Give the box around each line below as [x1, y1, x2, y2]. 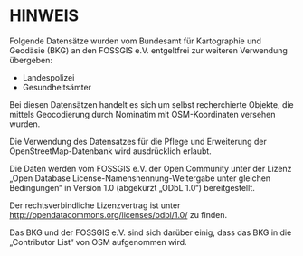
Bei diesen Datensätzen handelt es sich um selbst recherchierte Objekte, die [9, 99, 294, 109]
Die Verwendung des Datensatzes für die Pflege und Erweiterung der [9, 136, 267, 147]
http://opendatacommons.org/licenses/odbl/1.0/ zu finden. [9, 209, 228, 220]
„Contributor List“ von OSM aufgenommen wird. [9, 236, 187, 247]
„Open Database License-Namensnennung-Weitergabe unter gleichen [9, 173, 271, 184]
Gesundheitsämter [22, 81, 92, 92]
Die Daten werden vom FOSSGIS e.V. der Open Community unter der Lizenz [9, 163, 292, 174]
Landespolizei [22, 71, 75, 82]
